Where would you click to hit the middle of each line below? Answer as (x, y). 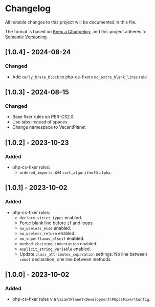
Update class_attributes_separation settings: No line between (83, 254)
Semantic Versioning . (26, 37)
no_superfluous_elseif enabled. (52, 238)
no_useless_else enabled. (45, 228)
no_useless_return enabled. (47, 233)
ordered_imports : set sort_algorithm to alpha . (65, 172)
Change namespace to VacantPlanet (49, 127)
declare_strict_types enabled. (51, 217)
